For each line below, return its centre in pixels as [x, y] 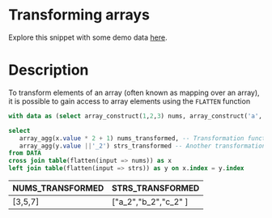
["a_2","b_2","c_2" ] [150, 202]
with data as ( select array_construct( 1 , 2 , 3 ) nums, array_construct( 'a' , [136, 116]
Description [49, 70]
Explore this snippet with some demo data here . [88, 37]
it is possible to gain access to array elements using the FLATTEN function [130, 101]
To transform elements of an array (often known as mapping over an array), [134, 92]
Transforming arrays [79, 15]
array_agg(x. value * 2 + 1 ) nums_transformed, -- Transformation [132, 138]
